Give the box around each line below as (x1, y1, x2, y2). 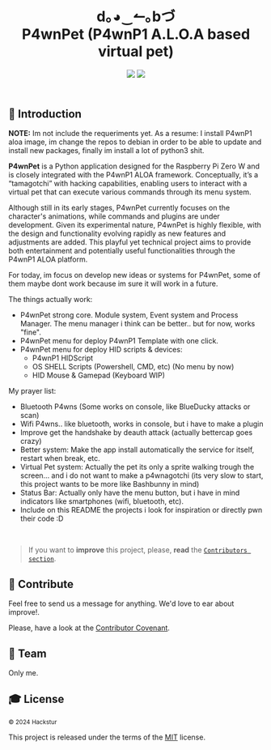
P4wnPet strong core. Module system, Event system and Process (19, 310, 239, 320)
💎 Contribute (8, 577, 74, 591)
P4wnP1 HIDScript (32, 353, 94, 363)
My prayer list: (8, 386, 57, 396)
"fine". (19, 327, 42, 337)
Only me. (8, 667, 39, 677)
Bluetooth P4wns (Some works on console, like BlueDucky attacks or (19, 402, 251, 411)
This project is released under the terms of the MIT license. (8, 732, 206, 742)
